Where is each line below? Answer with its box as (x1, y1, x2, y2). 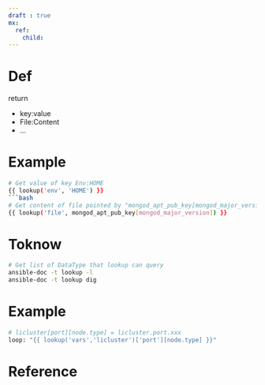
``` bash (8, 194, 34, 202)
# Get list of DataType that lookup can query (8, 261, 164, 269)
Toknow (8, 235, 62, 253)
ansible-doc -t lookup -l (8, 269, 93, 277)
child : (22, 33, 44, 42)
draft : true (8, 11, 51, 20)
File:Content (19, 118, 60, 127)
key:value (19, 109, 51, 118)
